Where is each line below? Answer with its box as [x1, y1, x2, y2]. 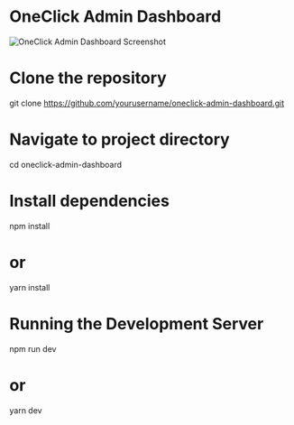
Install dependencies [9, 191, 170, 211]
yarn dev [9, 404, 42, 416]
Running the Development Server [9, 313, 264, 334]
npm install [9, 220, 51, 231]
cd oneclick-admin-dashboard [9, 159, 123, 170]
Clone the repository [9, 68, 167, 88]
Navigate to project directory [9, 129, 230, 150]
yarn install [9, 282, 51, 292]
